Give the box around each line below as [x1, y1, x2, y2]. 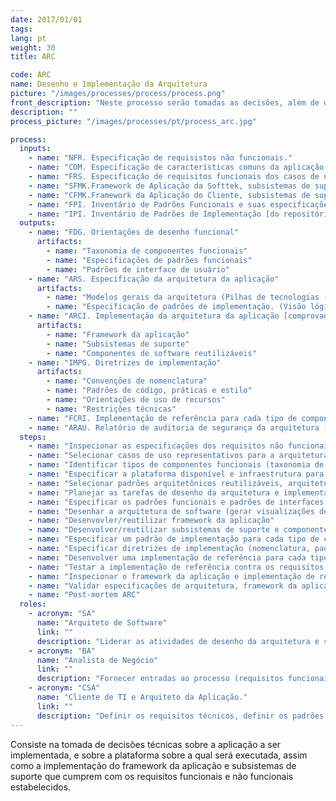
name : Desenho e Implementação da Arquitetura [10, 79, 208, 90]
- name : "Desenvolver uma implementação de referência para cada [28, 552, 307, 563]
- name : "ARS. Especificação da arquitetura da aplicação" [28, 274, 280, 284]
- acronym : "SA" [28, 609, 97, 619]
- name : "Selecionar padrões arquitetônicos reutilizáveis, [28, 478, 284, 488]
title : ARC [10, 52, 56, 62]
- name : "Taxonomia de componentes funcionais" [46, 246, 248, 256]
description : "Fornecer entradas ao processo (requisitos [36, 674, 284, 684]
